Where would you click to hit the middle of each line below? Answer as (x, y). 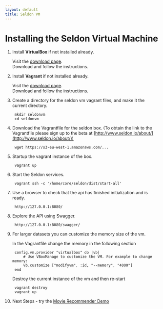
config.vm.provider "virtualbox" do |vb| (57, 253)
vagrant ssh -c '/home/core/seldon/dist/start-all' (68, 184)
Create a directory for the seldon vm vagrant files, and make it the (78, 101)
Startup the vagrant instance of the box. (52, 156)
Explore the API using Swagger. (44, 216)
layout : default (21, 10)
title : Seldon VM (23, 14)
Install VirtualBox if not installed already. (53, 52)
